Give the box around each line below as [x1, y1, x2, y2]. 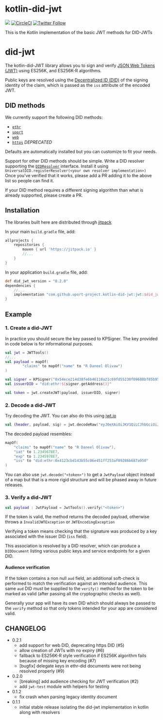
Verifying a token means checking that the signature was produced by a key [5, 528, 157, 534]
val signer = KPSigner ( [5, 377, 53, 382]
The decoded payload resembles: [5, 431, 72, 437]
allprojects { [5, 238, 34, 243]
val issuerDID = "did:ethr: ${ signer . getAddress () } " [5, 382, 112, 387]
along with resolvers [19, 709, 60, 715]
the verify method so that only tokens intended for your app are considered [5, 605, 157, 611]
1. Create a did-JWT [5, 325, 52, 331]
